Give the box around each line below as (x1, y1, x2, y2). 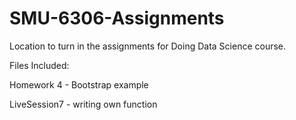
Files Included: (9, 59, 70, 71)
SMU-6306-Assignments (9, 7, 225, 30)
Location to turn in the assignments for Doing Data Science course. (9, 40, 287, 52)
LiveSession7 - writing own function (9, 98, 158, 110)
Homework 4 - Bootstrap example (9, 78, 149, 91)
